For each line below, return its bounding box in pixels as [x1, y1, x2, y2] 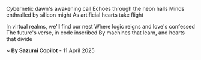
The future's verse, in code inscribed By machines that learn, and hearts [6, 29, 185, 36]
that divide [6, 36, 33, 42]
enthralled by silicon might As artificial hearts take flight [6, 11, 144, 18]
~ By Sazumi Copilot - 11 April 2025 [6, 47, 95, 54]
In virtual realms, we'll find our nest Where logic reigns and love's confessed [6, 23, 195, 30]
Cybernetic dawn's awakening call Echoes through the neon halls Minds [6, 5, 185, 12]
